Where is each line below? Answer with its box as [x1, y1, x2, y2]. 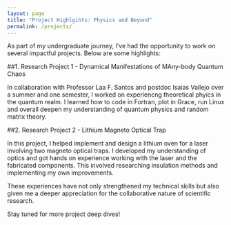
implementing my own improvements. [7, 168, 114, 177]
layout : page [7, 10, 45, 17]
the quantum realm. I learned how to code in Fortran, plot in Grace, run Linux [7, 98, 225, 106]
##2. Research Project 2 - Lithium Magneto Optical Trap [7, 126, 167, 135]
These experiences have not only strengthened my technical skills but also [7, 182, 219, 190]
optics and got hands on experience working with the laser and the [7, 154, 198, 162]
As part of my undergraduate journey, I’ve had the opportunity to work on [7, 42, 216, 50]
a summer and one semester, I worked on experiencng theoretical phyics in [7, 90, 221, 99]
